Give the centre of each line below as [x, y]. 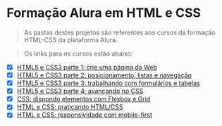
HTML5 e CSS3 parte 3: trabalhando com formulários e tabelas [108, 83]
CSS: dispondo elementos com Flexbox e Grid [84, 99]
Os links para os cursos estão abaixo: [78, 53]
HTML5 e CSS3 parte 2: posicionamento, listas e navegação [104, 75]
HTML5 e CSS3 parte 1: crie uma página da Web [87, 67]
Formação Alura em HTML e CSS [104, 13]
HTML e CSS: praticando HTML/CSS [70, 107]
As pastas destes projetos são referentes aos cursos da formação [119, 32]
